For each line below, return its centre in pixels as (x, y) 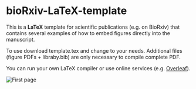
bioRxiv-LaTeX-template (67, 11)
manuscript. (21, 39)
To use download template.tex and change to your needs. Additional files (94, 50)
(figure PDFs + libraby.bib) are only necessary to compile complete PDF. (93, 57)
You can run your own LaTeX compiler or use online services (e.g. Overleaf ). (98, 68)
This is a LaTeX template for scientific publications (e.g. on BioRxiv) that (93, 27)
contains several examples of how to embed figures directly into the (88, 33)
